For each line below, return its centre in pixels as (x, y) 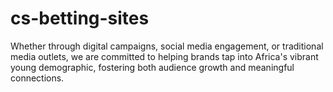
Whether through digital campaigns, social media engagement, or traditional (167, 46)
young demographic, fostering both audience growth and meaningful (152, 67)
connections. (37, 78)
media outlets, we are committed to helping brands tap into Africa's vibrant (164, 56)
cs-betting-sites (80, 18)
